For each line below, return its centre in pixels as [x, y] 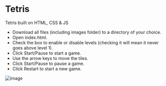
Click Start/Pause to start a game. [47, 53]
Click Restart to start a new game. [47, 69]
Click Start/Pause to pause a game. [48, 63]
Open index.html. [30, 37]
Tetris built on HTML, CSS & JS [37, 23]
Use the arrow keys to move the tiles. [50, 58]
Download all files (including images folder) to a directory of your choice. [87, 32]
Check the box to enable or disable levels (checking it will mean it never [85, 42]
